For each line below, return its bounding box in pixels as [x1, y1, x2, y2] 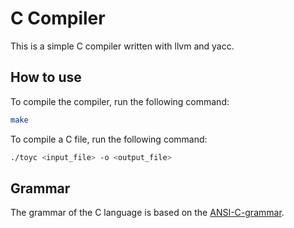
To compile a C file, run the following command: [10, 133, 208, 145]
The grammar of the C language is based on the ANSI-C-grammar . [10, 207, 285, 219]
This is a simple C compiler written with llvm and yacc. [10, 40, 235, 52]
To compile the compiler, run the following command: [10, 95, 230, 107]
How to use [10, 69, 82, 86]
